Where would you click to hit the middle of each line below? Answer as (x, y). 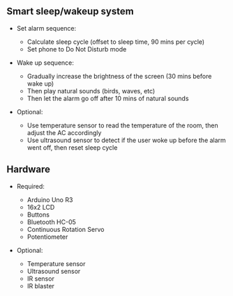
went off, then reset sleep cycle (72, 147)
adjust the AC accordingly (64, 132)
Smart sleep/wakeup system (70, 11)
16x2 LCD (41, 207)
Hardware (28, 170)
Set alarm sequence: (46, 28)
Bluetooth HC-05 (51, 221)
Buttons (38, 215)
